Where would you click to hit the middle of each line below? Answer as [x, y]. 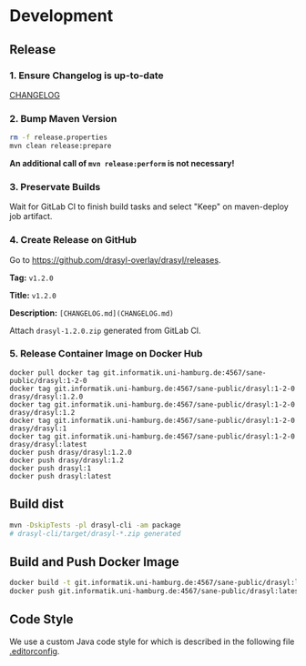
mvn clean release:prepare [61, 146]
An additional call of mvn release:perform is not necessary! [122, 163]
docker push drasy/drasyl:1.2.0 [71, 452]
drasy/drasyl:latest [49, 444]
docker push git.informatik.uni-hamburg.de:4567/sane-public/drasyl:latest [156, 591]
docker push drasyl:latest [61, 476]
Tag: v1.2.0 [31, 277]
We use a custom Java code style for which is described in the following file [152, 641]
